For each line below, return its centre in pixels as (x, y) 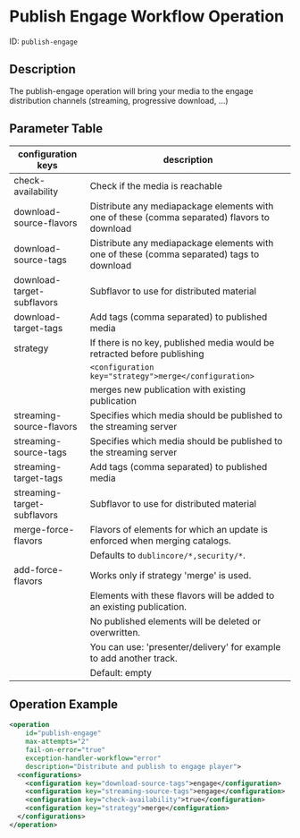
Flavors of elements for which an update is (179, 529)
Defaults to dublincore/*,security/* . (167, 555)
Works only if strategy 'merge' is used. (171, 575)
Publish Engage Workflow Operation (147, 17)
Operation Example (64, 704)
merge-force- (44, 529)
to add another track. (134, 658)
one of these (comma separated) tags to (175, 254)
